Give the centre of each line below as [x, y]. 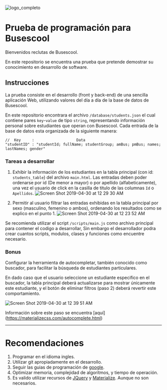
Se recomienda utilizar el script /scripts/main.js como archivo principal [79, 223]
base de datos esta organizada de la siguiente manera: [61, 131]
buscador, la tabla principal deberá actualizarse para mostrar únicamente [80, 283]
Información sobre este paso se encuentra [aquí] [55, 313]
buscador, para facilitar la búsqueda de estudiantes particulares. [71, 268]
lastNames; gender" [25, 149]
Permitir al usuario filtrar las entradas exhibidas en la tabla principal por [85, 203]
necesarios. [24, 383]
